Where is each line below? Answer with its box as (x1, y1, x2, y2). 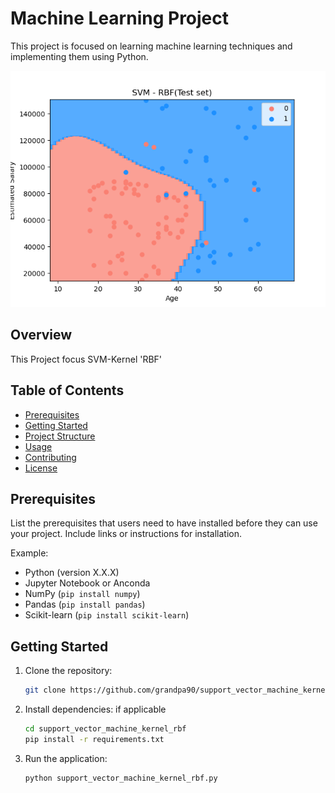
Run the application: (24, 752, 108, 764)
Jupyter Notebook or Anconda (24, 577, 151, 589)
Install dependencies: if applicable (24, 703, 167, 716)
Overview (10, 327, 73, 344)
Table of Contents (10, 382, 125, 399)
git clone (24, 685, 67, 696)
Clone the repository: (24, 665, 113, 677)
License (24, 462, 58, 474)
